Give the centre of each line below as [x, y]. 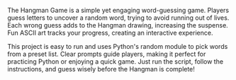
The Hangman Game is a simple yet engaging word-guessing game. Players [118, 10]
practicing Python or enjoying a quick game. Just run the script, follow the [116, 62]
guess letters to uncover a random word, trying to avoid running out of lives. [118, 18]
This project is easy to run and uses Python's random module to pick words [118, 46]
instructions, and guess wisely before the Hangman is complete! [101, 69]
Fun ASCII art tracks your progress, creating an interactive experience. [110, 33]
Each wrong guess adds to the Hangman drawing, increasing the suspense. [118, 25]
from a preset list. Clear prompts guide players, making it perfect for [107, 54]
